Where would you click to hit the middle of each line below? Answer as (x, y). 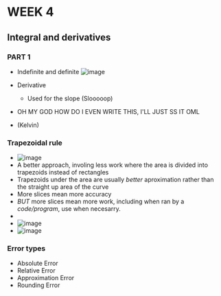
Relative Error (36, 271)
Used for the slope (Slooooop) (70, 98)
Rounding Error (38, 285)
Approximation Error (46, 278)
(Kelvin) (28, 125)
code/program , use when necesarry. (69, 209)
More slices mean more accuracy (64, 194)
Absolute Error (37, 263)
